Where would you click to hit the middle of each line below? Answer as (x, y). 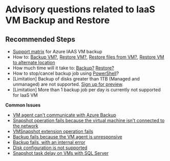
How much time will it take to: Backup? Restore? (63, 68)
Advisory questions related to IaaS (80, 9)
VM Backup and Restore (58, 20)
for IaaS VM (25, 95)
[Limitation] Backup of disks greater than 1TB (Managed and (76, 79)
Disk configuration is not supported (50, 148)
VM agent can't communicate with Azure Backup (64, 115)
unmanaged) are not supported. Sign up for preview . (68, 84)
